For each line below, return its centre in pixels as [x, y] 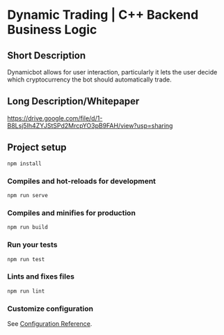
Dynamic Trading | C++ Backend [103, 15]
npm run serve [28, 195]
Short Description [47, 55]
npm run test [26, 259]
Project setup [37, 147]
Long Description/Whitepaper [73, 101]
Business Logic [52, 30]
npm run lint [26, 291]
